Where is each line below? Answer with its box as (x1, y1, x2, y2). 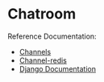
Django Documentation (19, 64, 96, 73)
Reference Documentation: (7, 31, 98, 41)
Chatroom (7, 5, 77, 23)
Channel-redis (19, 55, 68, 65)
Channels (19, 47, 52, 56)
